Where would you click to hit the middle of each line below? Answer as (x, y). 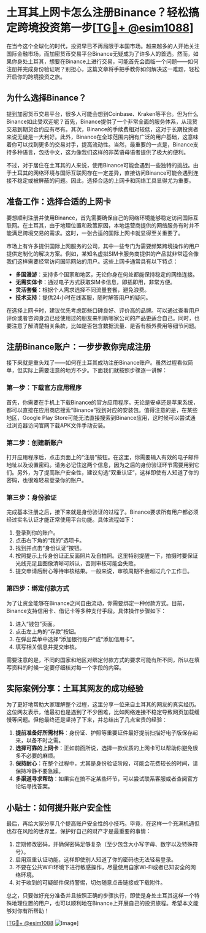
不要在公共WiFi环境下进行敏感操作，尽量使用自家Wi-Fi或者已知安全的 (103, 867)
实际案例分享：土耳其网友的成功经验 (75, 688)
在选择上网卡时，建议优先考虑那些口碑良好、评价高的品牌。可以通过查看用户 (103, 310)
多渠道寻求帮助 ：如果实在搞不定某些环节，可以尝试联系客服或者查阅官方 (106, 779)
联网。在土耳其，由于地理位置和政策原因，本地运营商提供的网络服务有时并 (100, 225)
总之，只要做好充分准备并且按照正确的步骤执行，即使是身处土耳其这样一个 (100, 896)
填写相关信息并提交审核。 (48, 647)
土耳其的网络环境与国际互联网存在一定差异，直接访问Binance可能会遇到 (102, 173)
